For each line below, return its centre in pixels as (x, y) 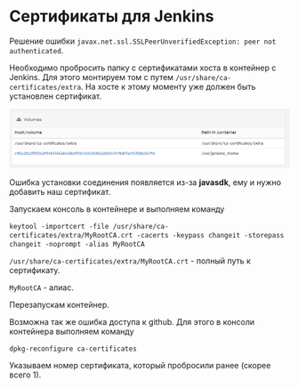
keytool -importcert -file (59, 227)
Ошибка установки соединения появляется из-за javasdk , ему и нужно (145, 182)
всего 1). (25, 375)
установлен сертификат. (56, 96)
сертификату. (35, 271)
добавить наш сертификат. (60, 192)
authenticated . (36, 50)
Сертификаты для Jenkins (112, 16)
